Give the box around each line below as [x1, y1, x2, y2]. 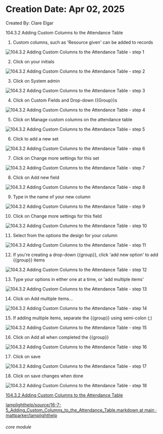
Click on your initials [12, 58, 55, 64]
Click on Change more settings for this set [12, 155, 99, 161]
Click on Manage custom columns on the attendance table [12, 116, 133, 123]
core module [5, 424, 32, 430]
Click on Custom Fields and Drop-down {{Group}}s [12, 97, 117, 103]
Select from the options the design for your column [12, 232, 118, 238]
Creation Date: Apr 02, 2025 [5, 3, 125, 15]
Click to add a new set [12, 136, 59, 142]
